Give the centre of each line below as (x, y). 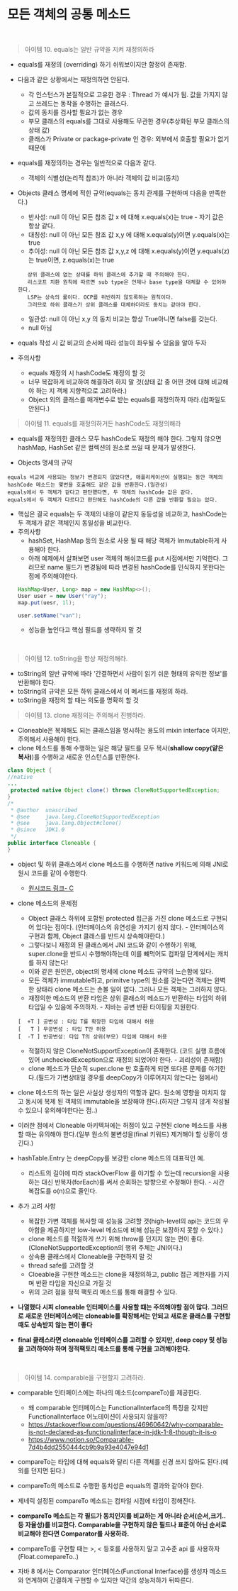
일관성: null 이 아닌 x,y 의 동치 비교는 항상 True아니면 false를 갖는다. (123, 318)
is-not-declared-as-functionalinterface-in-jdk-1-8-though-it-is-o (123, 1432)
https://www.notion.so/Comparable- (81, 1439)
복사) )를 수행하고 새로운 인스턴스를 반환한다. (79, 757)
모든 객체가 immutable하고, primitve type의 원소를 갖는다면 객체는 (120, 980)
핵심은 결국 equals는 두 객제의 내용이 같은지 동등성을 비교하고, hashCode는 (123, 514)
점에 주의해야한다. (53, 576)
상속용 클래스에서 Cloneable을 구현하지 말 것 (90, 1256)
